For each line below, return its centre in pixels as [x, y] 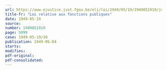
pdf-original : [20, 55]
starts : [13, 46]
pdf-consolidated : [24, 60]
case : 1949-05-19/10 [27, 37]
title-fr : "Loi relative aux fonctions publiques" [59, 14]
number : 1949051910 [25, 28]
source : [13, 23]
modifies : [15, 51]
